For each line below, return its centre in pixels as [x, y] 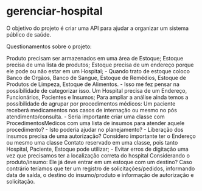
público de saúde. [29, 34]
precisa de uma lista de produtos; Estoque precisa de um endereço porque [100, 65]
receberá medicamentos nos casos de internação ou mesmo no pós [92, 110]
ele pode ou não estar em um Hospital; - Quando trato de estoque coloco [98, 71]
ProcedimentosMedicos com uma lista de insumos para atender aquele [96, 123]
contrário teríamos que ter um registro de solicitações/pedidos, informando [101, 168]
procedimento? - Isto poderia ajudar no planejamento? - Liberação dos [95, 129]
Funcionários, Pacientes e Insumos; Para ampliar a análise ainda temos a [97, 97]
